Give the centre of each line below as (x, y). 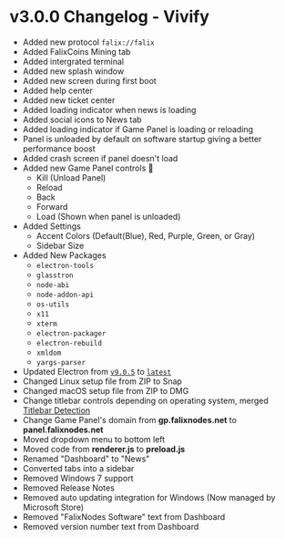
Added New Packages (64, 255)
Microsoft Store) (53, 507)
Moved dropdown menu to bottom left (94, 439)
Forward (52, 206)
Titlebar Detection (56, 410)
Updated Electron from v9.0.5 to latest (97, 371)
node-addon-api (65, 295)
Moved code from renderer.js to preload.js (104, 449)
